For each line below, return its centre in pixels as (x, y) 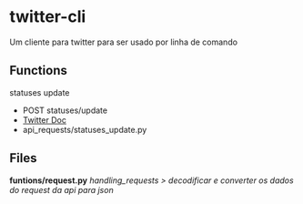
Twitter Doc (44, 119)
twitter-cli (48, 17)
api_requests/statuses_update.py (85, 129)
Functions (39, 71)
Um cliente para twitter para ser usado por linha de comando (124, 42)
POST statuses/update (65, 110)
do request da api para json (61, 189)
